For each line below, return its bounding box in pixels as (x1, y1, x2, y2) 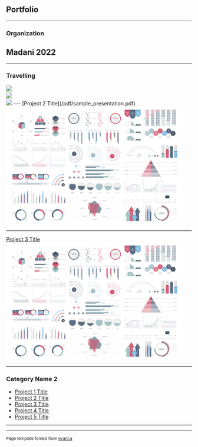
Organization (6, 29, 44, 37)
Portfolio (6, 5, 39, 15)
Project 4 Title (14, 407, 49, 414)
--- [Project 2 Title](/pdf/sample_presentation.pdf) (13, 100, 136, 107)
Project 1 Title (14, 388, 48, 395)
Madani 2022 (6, 47, 56, 58)
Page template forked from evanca (6, 436, 72, 442)
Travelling (6, 72, 35, 80)
